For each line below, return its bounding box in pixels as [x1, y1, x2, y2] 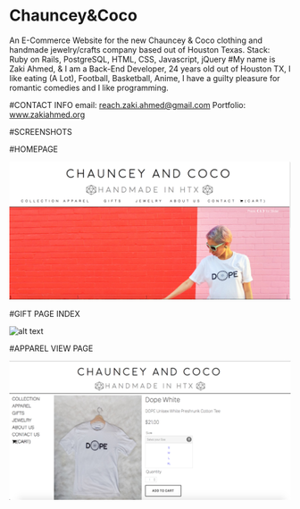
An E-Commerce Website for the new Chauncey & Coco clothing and [9, 35, 263, 46]
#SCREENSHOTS [9, 126, 73, 137]
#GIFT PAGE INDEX [9, 309, 80, 320]
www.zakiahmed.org [9, 109, 86, 120]
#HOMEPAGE [9, 144, 58, 154]
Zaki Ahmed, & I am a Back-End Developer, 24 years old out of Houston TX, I [9, 63, 291, 74]
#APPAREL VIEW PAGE [9, 343, 94, 354]
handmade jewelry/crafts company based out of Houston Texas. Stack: [9, 44, 271, 54]
